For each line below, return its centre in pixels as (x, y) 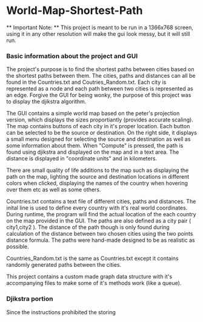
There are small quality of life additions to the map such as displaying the (98, 170)
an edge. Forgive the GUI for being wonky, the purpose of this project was (99, 95)
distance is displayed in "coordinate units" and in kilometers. (82, 159)
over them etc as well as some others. (54, 190)
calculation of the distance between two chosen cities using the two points (100, 234)
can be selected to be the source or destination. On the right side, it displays (101, 133)
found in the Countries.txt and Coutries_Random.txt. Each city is (86, 82)
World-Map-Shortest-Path (75, 11)
